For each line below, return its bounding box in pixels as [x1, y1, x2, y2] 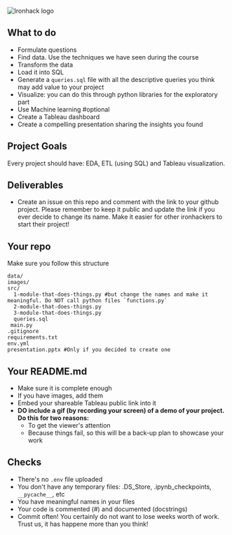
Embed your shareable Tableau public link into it [17, 399, 156, 407]
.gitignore [7, 328, 39, 335]
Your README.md [7, 365, 88, 377]
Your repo [7, 241, 51, 252]
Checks [7, 456, 42, 468]
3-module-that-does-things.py [13, 309, 102, 317]
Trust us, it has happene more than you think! [17, 520, 149, 528]
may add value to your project [17, 83, 104, 91]
